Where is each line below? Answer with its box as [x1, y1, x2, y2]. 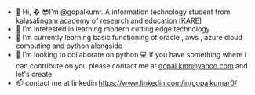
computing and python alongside [15, 41, 123, 50]
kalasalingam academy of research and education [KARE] [15, 16, 202, 25]
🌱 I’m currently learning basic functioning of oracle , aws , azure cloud [15, 33, 243, 42]
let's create [15, 70, 53, 79]
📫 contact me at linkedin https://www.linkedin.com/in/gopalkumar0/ [15, 79, 238, 87]
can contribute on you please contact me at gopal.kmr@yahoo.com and [15, 61, 249, 70]
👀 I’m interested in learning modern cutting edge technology [15, 24, 210, 34]
